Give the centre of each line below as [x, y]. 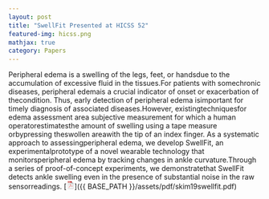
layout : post [30, 17]
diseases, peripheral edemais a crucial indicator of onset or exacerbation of [134, 91]
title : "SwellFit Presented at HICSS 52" [79, 25]
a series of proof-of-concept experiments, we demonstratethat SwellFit [126, 169]
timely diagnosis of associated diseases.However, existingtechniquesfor [128, 109]
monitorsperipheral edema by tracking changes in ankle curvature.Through [132, 160]
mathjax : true [32, 43]
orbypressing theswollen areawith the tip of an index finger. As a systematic [134, 134]
